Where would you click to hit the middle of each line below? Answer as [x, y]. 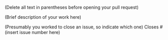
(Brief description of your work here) [43, 17]
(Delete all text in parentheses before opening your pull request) [72, 7]
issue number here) [40, 32]
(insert [12, 32]
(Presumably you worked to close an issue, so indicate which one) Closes [82, 27]
